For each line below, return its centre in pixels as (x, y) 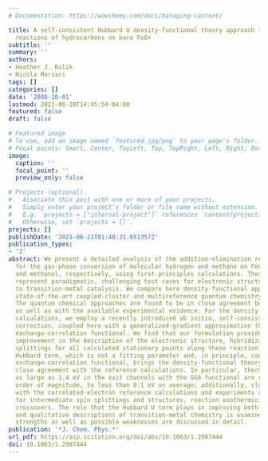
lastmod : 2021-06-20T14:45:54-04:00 (69, 104)
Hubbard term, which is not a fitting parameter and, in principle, (132, 356)
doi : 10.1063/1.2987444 (48, 444)
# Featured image (37, 134)
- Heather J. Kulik (41, 67)
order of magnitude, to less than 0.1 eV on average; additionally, (132, 385)
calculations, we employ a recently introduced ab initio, (116, 319)
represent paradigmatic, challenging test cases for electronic (124, 281)
